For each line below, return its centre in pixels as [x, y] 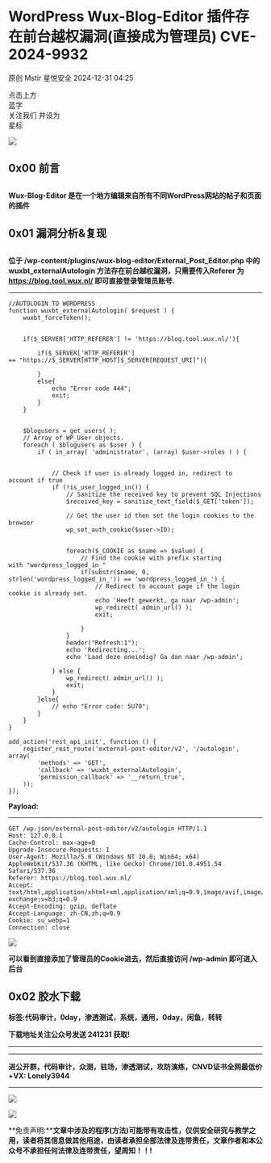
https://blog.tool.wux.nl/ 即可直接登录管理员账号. [92, 280]
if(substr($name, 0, [115, 572]
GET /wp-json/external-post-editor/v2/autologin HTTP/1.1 [108, 829]
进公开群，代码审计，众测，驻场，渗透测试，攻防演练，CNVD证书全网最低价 [135, 1067]
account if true [35, 480]
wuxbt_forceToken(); [57, 317]
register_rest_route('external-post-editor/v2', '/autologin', [131, 749]
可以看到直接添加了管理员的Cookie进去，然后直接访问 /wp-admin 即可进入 [133, 959]
